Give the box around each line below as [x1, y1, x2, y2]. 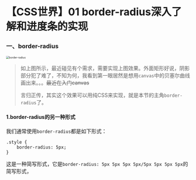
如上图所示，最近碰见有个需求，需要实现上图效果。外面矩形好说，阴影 [20, 65, 190, 72]
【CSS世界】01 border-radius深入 [6, 5, 171, 19]
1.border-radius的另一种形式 [6, 114, 76, 121]
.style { [6, 139, 27, 145]
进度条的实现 [26, 20, 89, 33]
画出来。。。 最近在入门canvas [20, 79, 90, 86]
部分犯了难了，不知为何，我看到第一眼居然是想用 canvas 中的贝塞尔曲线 [20, 72, 190, 79]
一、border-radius [6, 42, 59, 50]
